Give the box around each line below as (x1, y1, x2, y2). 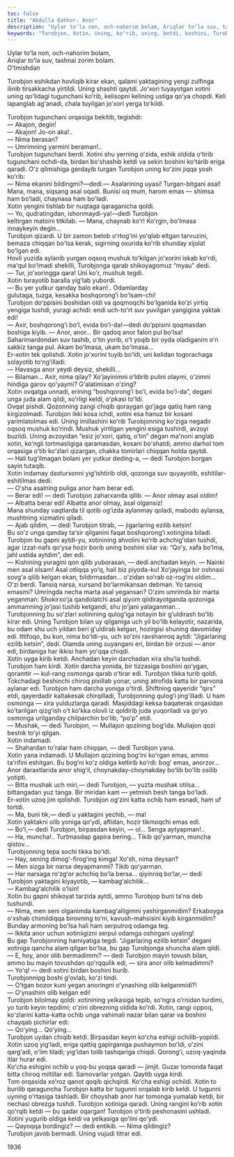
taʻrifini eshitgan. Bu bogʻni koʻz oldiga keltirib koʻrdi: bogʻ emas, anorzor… (7, 758, 220, 767)
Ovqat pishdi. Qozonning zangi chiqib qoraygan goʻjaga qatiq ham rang (7, 402, 212, 411)
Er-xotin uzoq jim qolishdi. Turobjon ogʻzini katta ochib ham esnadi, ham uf (7, 795, 221, 804)
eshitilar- (201, 469, 226, 478)
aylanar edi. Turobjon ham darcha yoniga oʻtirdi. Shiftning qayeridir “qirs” (7, 684, 216, 693)
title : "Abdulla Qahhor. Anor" (7, 17, 98, 24)
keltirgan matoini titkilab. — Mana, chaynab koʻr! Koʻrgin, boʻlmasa (7, 217, 196, 226)
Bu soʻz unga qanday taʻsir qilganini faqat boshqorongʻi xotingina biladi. (7, 529, 212, 537)
